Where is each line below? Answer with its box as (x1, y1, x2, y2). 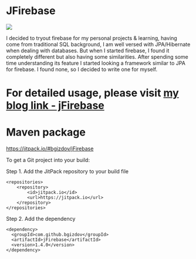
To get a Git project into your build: (6, 157, 90, 164)
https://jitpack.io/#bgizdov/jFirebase (6, 145, 94, 152)
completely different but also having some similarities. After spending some (6, 53, 189, 60)
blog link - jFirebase (6, 99, 104, 112)
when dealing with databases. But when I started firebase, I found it (6, 47, 170, 54)
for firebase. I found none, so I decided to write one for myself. (6, 66, 158, 73)
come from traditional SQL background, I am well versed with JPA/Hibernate (6, 41, 191, 48)
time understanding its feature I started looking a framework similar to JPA (6, 59, 186, 66)
